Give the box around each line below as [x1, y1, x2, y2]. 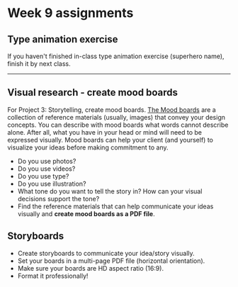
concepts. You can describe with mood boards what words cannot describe [7, 120, 229, 129]
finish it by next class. [7, 60, 71, 68]
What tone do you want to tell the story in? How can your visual [17, 186, 203, 196]
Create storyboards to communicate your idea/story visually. [17, 249, 195, 257]
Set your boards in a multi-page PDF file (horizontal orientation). [17, 257, 205, 265]
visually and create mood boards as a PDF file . [17, 209, 155, 218]
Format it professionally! [17, 271, 89, 280]
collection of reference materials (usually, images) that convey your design [7, 113, 225, 121]
